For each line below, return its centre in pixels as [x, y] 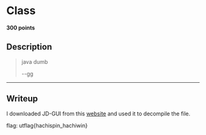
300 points [21, 28]
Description [29, 47]
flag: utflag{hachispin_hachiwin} [47, 125]
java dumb [35, 61]
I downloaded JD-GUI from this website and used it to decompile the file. [98, 114]
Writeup [22, 99]
